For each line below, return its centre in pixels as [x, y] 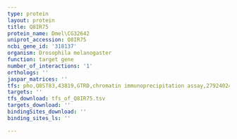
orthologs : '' [28, 72]
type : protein [28, 14]
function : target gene [41, 60]
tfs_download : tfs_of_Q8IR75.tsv [56, 99]
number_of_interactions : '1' [50, 66]
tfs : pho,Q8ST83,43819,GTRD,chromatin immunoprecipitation [96, 86]
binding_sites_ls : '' [39, 118]
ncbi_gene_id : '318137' [42, 46]
